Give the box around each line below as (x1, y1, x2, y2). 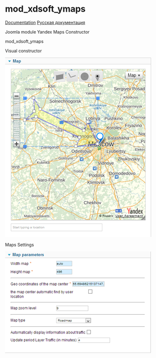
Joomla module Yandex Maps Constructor (5, 29, 90, 35)
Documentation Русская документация (5, 19, 85, 25)
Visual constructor (5, 48, 42, 54)
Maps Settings (5, 242, 34, 247)
